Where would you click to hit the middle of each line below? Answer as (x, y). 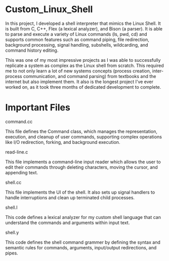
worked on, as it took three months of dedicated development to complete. (83, 87)
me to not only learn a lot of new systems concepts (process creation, (78, 71)
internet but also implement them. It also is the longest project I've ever (79, 82)
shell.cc (13, 182)
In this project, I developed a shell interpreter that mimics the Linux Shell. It (83, 23)
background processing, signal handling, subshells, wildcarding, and (77, 45)
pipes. (12, 253)
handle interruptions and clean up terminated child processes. (70, 197)
